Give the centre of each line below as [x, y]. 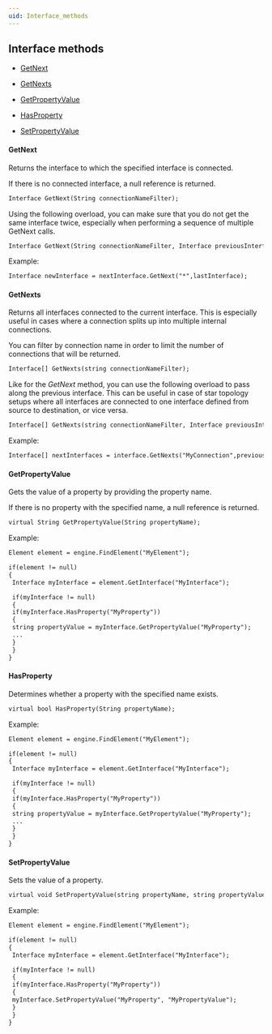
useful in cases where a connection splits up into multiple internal [117, 321]
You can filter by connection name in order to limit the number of [116, 345]
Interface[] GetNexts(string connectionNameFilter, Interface [115, 425]
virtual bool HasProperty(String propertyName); [92, 709]
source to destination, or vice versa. [68, 410]
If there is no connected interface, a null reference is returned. [112, 183]
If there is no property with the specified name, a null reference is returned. [134, 508]
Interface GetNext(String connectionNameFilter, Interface [110, 246]
